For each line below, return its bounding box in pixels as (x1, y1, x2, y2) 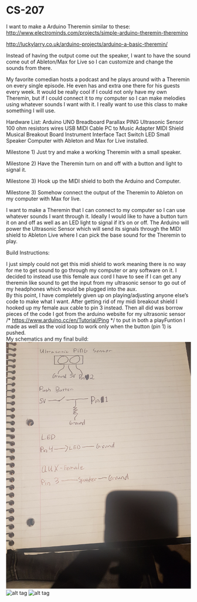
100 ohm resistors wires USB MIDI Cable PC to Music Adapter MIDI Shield (6, 125, 184, 132)
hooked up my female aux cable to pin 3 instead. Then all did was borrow (6, 304, 184, 311)
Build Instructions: (6, 249, 50, 256)
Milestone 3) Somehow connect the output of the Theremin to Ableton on (6, 189, 183, 196)
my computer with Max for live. (6, 195, 81, 202)
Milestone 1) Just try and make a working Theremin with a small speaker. (6, 148, 182, 156)
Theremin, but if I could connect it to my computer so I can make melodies (6, 95, 186, 102)
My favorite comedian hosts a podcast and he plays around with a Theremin (6, 76, 190, 83)
